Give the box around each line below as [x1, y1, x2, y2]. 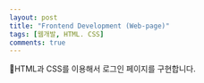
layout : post [9, 12, 58, 22]
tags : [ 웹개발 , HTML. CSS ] [9, 29, 105, 38]
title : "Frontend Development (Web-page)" [9, 21, 170, 30]
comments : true [9, 37, 66, 47]
